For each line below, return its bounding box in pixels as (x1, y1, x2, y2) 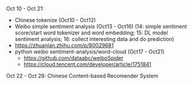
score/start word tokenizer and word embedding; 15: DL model (14, 29, 168, 36)
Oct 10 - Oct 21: (6, 5, 45, 12)
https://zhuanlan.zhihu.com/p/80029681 (14, 42, 114, 49)
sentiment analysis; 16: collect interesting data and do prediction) (14, 36, 175, 42)
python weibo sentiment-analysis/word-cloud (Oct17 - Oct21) (14, 48, 165, 55)
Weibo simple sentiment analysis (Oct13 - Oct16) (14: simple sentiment (14, 23, 187, 30)
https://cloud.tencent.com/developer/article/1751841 (23, 61, 151, 68)
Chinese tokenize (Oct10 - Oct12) (14, 17, 96, 23)
